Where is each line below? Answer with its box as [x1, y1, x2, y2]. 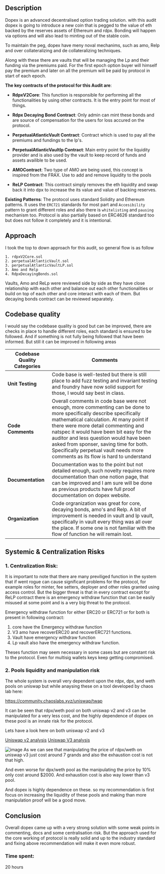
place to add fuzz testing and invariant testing [52, 377, 158, 384]
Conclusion [5, 811, 41, 820]
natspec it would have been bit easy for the [52, 428, 151, 435]
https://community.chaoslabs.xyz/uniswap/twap [5, 698, 103, 704]
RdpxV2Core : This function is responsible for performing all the [12, 92, 141, 98]
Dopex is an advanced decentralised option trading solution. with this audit [5, 17, 157, 23]
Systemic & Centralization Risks [5, 547, 105, 556]
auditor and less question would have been [52, 435, 151, 442]
